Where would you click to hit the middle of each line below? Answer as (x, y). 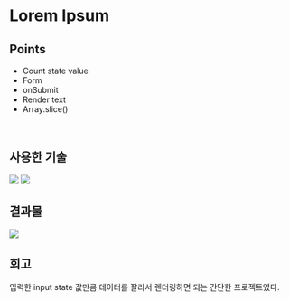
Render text (44, 99)
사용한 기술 (38, 158)
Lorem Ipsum (60, 16)
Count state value (55, 71)
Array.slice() (45, 109)
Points (28, 49)
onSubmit (40, 90)
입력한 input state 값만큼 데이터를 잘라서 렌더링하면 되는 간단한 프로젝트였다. (144, 287)
